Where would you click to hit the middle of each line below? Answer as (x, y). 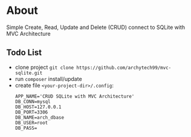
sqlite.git (29, 73)
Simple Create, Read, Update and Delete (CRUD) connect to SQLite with (96, 27)
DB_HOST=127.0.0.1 (38, 107)
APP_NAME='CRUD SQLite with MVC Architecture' (75, 96)
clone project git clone (44, 67)
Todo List (24, 53)
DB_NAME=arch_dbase (40, 117)
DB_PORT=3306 (31, 112)
